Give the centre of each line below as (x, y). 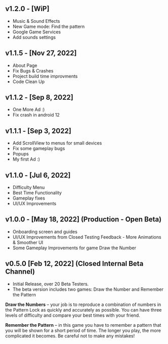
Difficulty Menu (29, 187)
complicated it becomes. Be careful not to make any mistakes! (70, 336)
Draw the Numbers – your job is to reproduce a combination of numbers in (83, 304)
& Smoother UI (28, 242)
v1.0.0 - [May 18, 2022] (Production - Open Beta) (83, 220)
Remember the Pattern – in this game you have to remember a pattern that (83, 325)
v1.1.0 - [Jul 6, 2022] (38, 175)
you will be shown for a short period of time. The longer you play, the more (83, 330)
